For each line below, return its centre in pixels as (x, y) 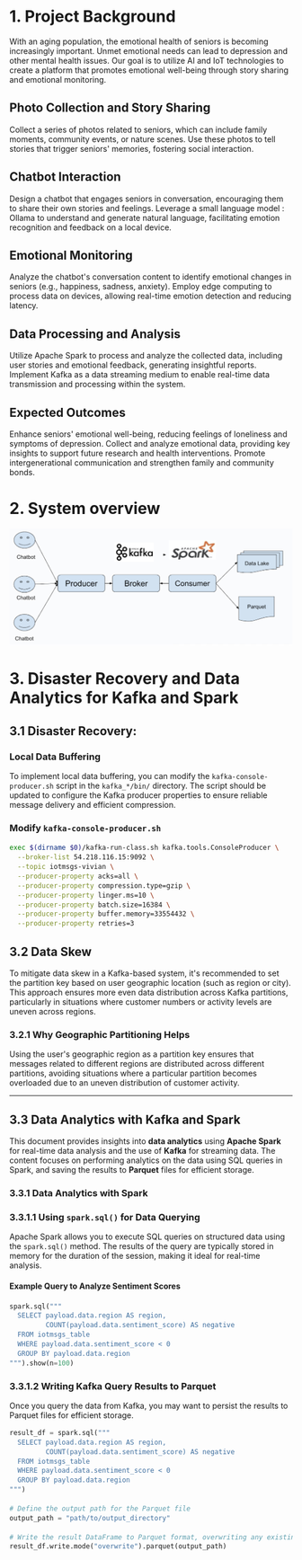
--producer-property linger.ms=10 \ (86, 895)
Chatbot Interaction (65, 177)
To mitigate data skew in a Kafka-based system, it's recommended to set (144, 973)
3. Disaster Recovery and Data (124, 679)
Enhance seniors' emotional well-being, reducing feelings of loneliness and (148, 434)
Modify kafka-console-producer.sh (85, 828)
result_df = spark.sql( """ (60, 1432)
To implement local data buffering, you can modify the (110, 776)
